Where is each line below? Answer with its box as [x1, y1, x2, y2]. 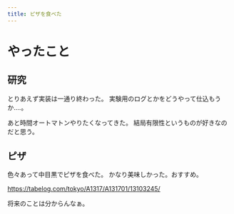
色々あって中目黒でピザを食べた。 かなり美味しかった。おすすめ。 [7, 170, 203, 179]
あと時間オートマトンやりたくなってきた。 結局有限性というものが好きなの [7, 118, 228, 127]
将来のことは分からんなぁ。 [7, 199, 89, 208]
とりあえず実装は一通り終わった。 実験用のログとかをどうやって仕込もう [7, 94, 221, 103]
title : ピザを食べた [7, 10, 62, 18]
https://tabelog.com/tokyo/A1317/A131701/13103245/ [7, 185, 161, 193]
